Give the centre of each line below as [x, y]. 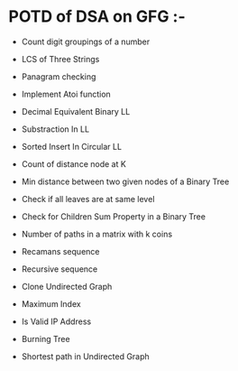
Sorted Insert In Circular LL [72, 146]
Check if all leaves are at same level [88, 199]
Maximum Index [51, 303]
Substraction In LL [55, 129]
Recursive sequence [59, 269]
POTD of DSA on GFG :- [97, 17]
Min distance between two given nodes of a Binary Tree [125, 181]
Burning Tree [46, 339]
